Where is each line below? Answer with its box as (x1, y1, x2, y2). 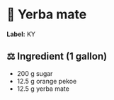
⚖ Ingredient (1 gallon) (6, 50, 108, 62)
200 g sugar (16, 69, 53, 77)
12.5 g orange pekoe (16, 77, 77, 85)
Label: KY (6, 30, 36, 38)
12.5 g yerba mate (16, 84, 70, 93)
